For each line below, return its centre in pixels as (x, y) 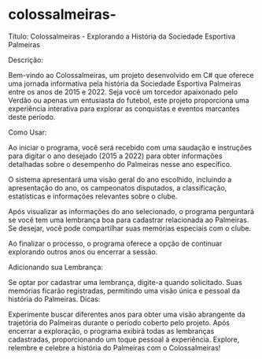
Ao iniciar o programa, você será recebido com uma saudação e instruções (130, 147)
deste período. (32, 117)
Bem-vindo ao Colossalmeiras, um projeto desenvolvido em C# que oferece (131, 75)
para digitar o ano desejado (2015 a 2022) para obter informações (115, 156)
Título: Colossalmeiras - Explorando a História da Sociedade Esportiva (122, 36)
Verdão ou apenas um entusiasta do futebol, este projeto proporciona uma (129, 100)
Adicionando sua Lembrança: (56, 267)
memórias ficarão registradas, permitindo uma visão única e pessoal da (124, 291)
